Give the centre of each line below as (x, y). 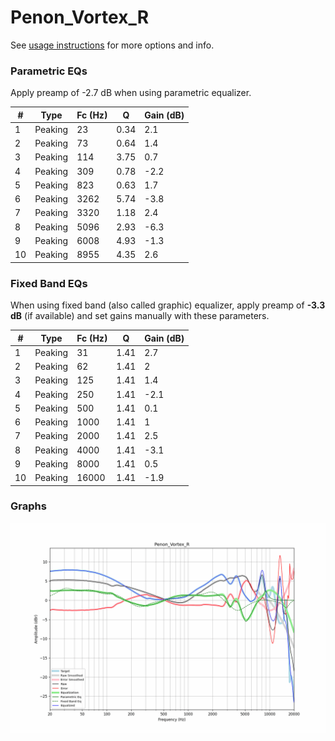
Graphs (28, 506)
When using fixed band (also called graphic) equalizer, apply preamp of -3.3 (168, 305)
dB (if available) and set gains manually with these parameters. (140, 316)
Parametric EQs (49, 71)
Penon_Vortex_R (80, 17)
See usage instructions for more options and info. (112, 45)
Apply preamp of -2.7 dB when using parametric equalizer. (131, 93)
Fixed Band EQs (49, 283)
